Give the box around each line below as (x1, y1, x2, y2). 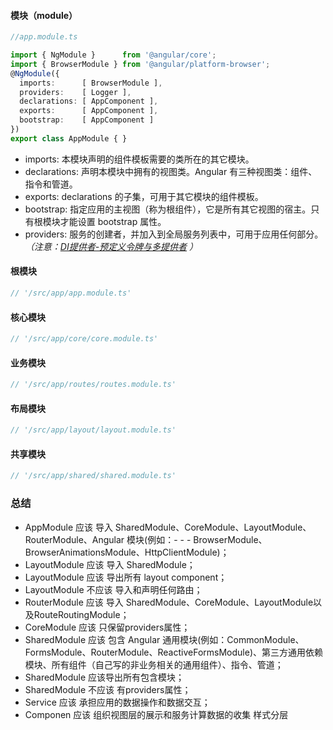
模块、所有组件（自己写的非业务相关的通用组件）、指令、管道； (24, 658, 284, 670)
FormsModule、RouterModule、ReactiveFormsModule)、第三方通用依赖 (24, 646, 323, 658)
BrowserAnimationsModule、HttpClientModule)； (24, 546, 230, 558)
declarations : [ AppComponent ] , (19, 96, 159, 107)
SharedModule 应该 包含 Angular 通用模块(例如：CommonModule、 (24, 633, 305, 645)
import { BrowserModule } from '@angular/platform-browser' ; (10, 59, 271, 69)
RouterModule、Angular (24, 533, 125, 545)
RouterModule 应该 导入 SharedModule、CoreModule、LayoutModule (24, 596, 314, 608)
